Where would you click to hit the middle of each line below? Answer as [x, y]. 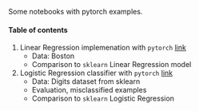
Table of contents [38, 30]
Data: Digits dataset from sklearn [86, 81]
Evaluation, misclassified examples [89, 90]
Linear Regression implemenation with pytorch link [103, 48]
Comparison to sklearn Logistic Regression [103, 98]
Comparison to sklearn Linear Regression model [111, 65]
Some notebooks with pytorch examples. [76, 12]
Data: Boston [53, 56]
